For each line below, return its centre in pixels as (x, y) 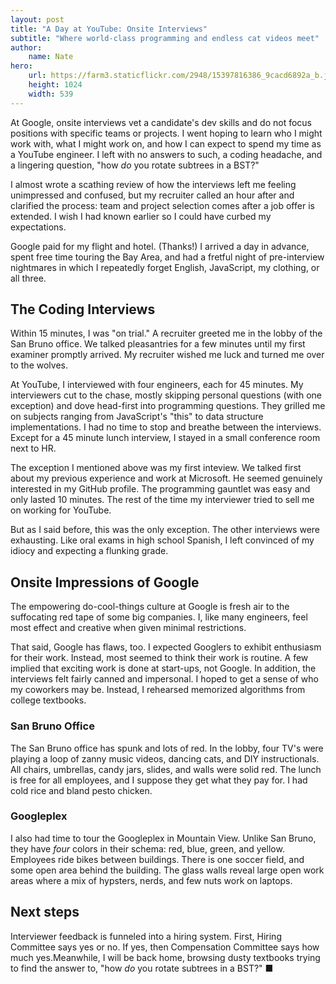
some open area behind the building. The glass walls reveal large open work (167, 870)
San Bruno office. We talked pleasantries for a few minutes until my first (158, 344)
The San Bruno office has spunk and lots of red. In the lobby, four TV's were (167, 748)
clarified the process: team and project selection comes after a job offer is (162, 205)
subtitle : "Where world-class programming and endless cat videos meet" (165, 38)
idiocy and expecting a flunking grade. (89, 551)
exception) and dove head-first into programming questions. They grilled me (168, 406)
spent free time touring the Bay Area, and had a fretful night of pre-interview (167, 257)
